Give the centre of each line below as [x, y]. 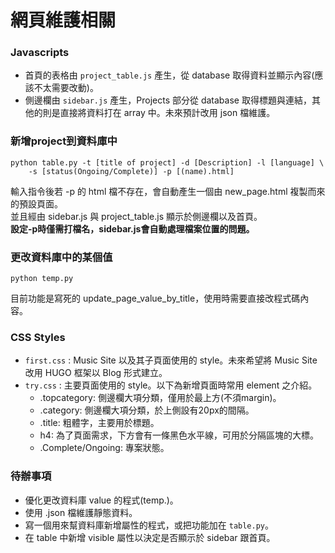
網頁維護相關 [63, 20]
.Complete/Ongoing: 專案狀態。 [104, 448]
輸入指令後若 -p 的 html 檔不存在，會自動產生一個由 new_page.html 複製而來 [168, 191]
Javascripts [40, 53]
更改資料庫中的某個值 [61, 257]
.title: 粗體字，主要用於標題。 [99, 423]
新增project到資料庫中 [64, 141]
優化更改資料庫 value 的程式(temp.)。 [101, 500]
